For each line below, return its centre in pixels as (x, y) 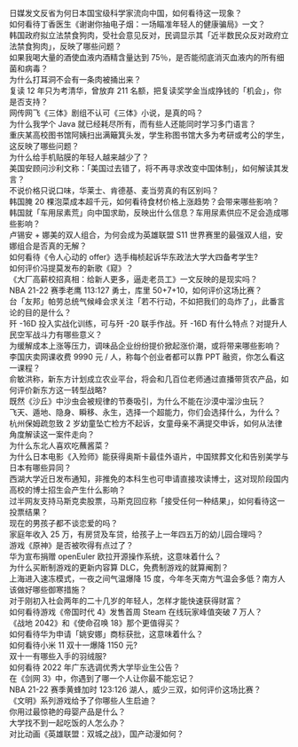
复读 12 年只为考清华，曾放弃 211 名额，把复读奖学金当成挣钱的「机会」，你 (145, 90)
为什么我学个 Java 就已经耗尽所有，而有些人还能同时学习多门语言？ (133, 124)
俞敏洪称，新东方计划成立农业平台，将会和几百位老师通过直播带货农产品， (145, 379)
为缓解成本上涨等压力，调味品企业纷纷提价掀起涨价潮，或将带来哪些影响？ (145, 346)
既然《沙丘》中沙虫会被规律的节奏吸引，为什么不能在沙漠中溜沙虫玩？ (137, 401)
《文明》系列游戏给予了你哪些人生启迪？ (83, 700)
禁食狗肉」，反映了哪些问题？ (69, 46)
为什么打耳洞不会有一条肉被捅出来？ (75, 79)
